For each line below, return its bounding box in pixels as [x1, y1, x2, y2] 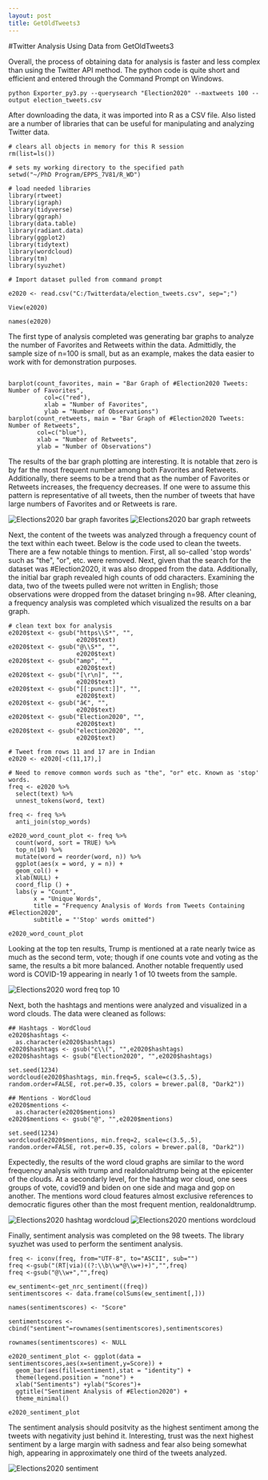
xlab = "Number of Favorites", [43, 401, 149, 409]
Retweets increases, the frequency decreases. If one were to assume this [8, 481, 250, 492]
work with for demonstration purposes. [8, 357, 138, 366]
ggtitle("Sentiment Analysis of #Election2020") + [15, 1387, 188, 1395]
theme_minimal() [15, 1394, 70, 1402]
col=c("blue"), [37, 429, 88, 437]
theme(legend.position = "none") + [15, 1373, 134, 1382]
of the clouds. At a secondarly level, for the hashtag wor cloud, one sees [8, 1174, 248, 1183]
